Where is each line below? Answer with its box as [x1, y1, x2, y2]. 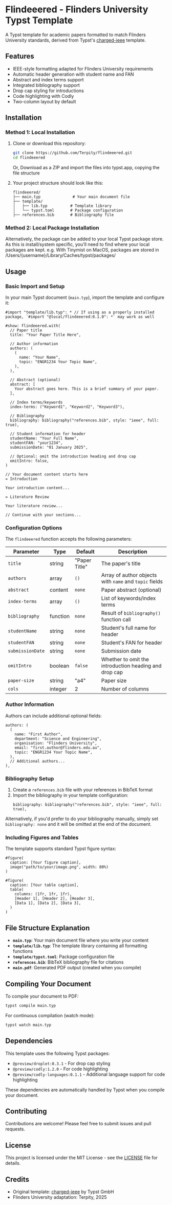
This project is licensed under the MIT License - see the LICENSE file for [5, 1155, 158, 1161]
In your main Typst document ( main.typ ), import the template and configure [5, 294, 165, 300]
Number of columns [101, 685, 149, 693]
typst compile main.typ [5, 1003, 56, 1008]
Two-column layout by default [12, 98, 76, 104]
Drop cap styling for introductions [12, 87, 84, 94]
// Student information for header [10, 431, 86, 437]
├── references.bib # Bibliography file [12, 212, 114, 218]
